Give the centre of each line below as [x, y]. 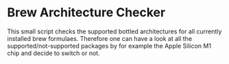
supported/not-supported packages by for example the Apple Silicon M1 [109, 46]
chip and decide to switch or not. [54, 53]
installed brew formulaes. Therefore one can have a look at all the [100, 38]
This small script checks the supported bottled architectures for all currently [114, 31]
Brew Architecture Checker [86, 13]
